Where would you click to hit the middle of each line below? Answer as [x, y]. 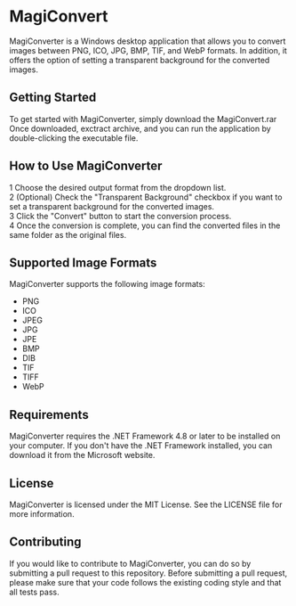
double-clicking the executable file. [74, 138]
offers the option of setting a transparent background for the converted [140, 60]
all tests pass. [34, 592]
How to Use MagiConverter [86, 166]
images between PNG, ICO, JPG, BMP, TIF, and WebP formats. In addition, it [148, 50]
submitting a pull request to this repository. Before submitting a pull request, [148, 573]
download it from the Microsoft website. [82, 455]
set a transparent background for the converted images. [112, 206]
